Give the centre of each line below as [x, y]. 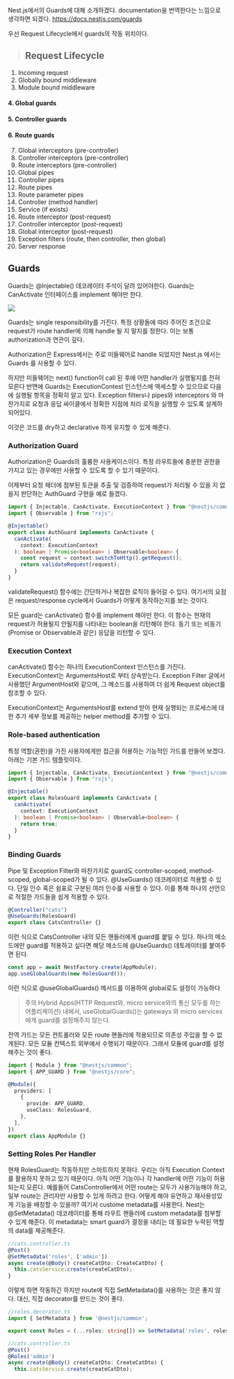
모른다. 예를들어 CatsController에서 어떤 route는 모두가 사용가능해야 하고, [126, 1187]
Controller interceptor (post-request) [70, 224]
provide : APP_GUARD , [56, 1104]
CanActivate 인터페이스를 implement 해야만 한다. [75, 294]
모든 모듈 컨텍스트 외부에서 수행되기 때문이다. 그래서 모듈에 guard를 [120, 1043]
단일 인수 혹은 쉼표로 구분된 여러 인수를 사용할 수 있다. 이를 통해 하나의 [112, 888]
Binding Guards [35, 855]
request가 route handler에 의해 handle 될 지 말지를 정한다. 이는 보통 [101, 331]
